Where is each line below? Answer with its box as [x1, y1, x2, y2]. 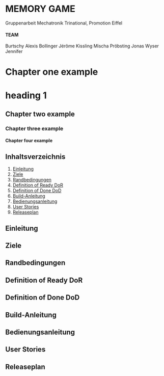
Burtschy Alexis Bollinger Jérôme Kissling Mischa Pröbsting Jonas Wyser [5, 43, 159, 49]
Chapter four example [5, 138, 52, 144]
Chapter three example [5, 125, 64, 132]
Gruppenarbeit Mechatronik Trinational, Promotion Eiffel [5, 20, 123, 26]
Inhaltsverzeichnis [5, 152, 66, 161]
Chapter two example [5, 110, 75, 118]
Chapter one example [5, 66, 98, 78]
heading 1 [5, 90, 47, 101]
